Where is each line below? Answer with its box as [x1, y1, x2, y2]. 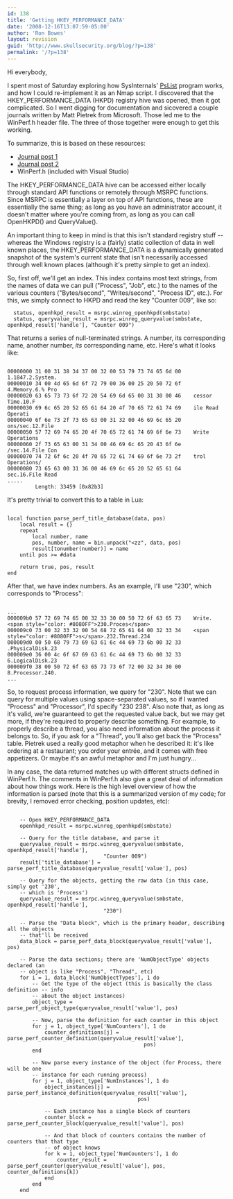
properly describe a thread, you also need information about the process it [7, 724, 221, 733]
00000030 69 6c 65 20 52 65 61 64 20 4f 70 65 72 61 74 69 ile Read [7, 404, 218, 411]
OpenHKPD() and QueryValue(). [7, 217, 98, 226]
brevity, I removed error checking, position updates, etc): [7, 797, 170, 805]
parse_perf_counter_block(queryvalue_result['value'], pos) [7, 1120, 185, 1127]
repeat [19, 527, 39, 534]
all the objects [7, 926, 54, 933]
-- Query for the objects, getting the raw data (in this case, [19, 877, 209, 884]
